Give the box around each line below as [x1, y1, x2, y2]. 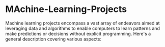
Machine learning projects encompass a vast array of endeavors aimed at [5, 20, 160, 26]
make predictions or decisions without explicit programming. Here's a [5, 30, 151, 36]
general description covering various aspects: [5, 36, 102, 42]
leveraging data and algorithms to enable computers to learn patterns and [5, 25, 160, 31]
